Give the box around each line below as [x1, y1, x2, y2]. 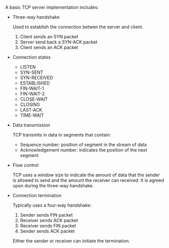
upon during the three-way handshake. [12, 183, 94, 188]
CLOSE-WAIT [20, 96, 48, 102]
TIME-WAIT [20, 112, 44, 118]
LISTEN [20, 64, 36, 70]
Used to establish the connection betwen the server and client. [12, 24, 144, 30]
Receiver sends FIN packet [20, 223, 76, 229]
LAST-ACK [20, 107, 42, 113]
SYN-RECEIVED [20, 75, 53, 80]
